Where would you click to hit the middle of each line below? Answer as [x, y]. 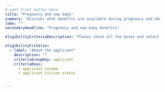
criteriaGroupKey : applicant [44, 60]
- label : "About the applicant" [43, 50]
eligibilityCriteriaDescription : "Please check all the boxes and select [82, 37]
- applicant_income [38, 69]
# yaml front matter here [31, 10]
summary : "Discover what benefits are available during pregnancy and [79, 19]
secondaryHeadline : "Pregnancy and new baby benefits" [62, 28]
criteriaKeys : [28, 64]
